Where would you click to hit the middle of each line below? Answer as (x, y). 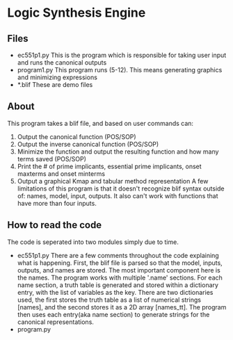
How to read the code (55, 225)
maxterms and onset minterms (61, 173)
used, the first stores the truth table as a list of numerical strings (109, 300)
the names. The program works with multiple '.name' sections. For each (120, 277)
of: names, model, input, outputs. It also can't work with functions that (118, 195)
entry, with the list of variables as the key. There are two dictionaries (115, 292)
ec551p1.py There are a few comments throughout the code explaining (118, 255)
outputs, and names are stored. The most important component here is (119, 270)
